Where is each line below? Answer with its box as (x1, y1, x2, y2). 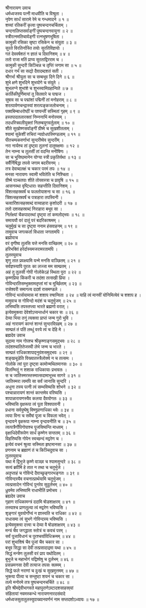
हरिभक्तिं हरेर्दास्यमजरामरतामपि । (5, 246, 58, 252)
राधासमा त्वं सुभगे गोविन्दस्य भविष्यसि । (5, 516, 68, 522)
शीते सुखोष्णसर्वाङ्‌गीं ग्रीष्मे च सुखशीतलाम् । (5, 126, 74, 131)
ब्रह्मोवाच (5, 235, 18, 240)
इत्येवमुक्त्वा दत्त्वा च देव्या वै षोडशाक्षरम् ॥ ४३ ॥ (5, 522, 80, 528)
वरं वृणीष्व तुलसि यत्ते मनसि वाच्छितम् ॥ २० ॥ (5, 240, 77, 246)
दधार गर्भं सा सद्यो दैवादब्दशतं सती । (5, 68, 63, 74)
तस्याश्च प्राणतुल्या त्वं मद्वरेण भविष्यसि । (5, 504, 68, 510)
